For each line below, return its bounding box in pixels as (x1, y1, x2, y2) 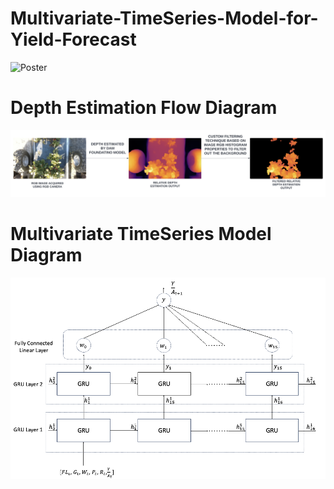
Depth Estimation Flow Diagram (10, 97, 278, 119)
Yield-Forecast (10, 28, 137, 51)
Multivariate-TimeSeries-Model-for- (10, 7, 319, 30)
